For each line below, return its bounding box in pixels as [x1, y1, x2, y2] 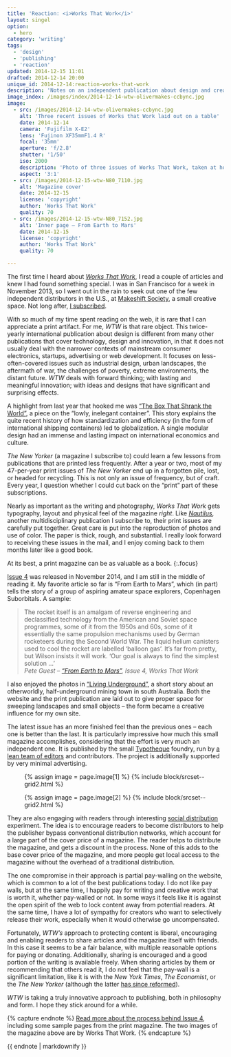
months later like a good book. [7, 546, 93, 554]
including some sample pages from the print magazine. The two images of [7, 1022, 218, 1029]
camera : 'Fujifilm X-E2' [19, 126, 91, 132]
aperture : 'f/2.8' [19, 145, 72, 152]
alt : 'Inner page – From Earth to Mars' [19, 221, 137, 228]
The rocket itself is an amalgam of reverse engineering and [23, 608, 191, 616]
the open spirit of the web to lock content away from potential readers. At [7, 901, 215, 909]
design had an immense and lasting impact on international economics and [7, 431, 219, 439]
